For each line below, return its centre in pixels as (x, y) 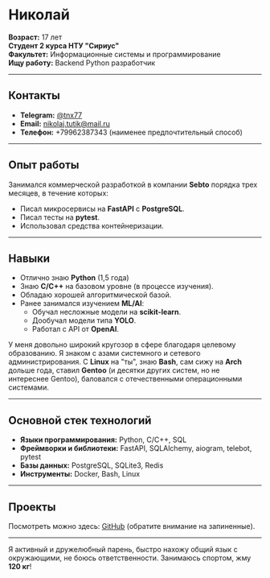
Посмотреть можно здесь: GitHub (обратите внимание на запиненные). (132, 526)
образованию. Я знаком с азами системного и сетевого (104, 353)
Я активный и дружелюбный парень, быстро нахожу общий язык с (123, 549)
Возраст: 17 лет (35, 37)
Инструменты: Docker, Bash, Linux (80, 474)
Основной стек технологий (80, 420)
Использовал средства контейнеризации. (92, 225)
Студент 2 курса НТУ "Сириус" (64, 45)
